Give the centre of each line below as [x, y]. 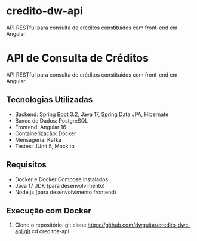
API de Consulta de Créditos [78, 58]
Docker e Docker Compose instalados [61, 179]
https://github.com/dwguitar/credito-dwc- [139, 225]
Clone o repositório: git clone [50, 225]
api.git [23, 231]
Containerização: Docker [45, 133]
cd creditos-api [51, 231]
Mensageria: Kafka [38, 139]
